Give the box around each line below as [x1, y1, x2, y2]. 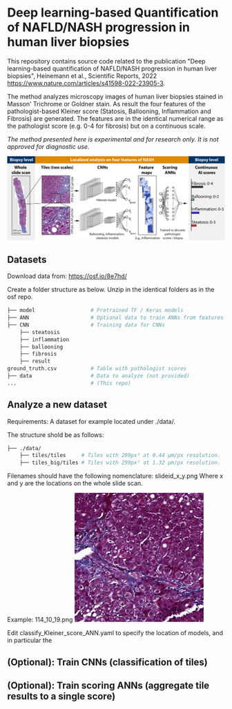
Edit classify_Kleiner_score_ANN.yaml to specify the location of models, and [7, 629, 223, 637]
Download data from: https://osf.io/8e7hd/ [7, 272, 128, 280]
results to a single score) [7, 690, 116, 702]
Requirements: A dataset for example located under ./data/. [7, 417, 176, 425]
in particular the [7, 637, 52, 645]
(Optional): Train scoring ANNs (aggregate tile [7, 680, 210, 691]
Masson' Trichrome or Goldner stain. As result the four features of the [7, 99, 206, 108]
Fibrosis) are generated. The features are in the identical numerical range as [7, 114, 224, 122]
